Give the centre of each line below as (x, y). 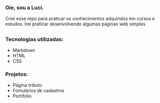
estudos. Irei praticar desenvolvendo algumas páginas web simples (75, 24)
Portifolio (22, 96)
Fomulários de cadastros (38, 91)
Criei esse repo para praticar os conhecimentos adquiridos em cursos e (80, 19)
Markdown (24, 50)
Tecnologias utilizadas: (34, 39)
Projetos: (17, 74)
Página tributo (27, 85)
